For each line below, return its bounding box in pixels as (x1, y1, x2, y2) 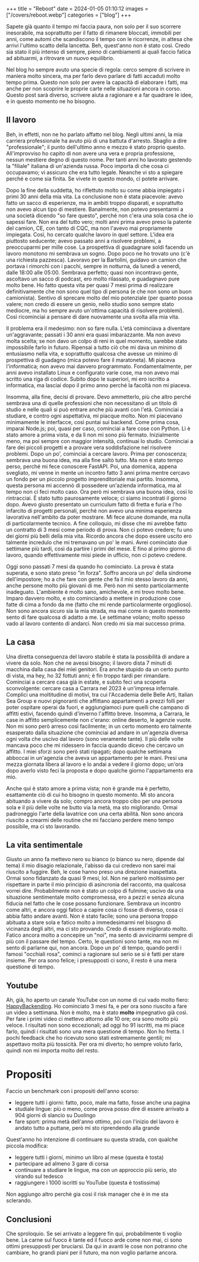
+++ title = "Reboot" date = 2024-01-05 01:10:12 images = (6, 5, 149, 12)
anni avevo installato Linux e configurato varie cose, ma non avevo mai (6, 369, 179, 376)
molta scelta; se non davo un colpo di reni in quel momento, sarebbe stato (6, 337, 188, 344)
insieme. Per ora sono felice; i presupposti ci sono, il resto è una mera (6, 957, 177, 964)
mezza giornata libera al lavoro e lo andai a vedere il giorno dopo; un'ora (6, 761, 184, 768)
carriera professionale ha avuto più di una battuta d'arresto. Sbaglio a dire (6, 137, 187, 144)
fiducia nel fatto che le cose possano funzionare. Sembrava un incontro (6, 900, 181, 907)
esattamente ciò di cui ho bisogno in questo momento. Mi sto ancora (6, 791, 174, 798)
